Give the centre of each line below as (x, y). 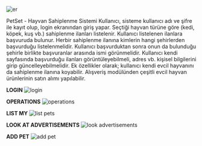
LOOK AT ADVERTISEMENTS (43, 125)
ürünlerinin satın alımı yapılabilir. (46, 78)
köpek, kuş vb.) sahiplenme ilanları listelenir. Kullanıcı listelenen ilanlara (94, 34)
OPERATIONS (24, 102)
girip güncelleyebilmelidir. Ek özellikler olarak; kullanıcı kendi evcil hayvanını (100, 65)
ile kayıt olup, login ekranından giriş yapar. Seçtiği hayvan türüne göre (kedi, (100, 27)
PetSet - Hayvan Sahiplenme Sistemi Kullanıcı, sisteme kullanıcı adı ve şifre (99, 21)
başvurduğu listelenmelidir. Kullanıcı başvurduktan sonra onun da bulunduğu (101, 46)
